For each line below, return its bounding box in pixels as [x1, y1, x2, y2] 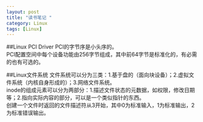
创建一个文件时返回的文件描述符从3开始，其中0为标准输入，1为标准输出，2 [6, 101, 195, 109]
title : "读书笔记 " [6, 15, 52, 21]
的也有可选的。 [6, 58, 44, 66]
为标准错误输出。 [6, 109, 49, 117]
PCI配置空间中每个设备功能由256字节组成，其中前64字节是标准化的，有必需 [6, 51, 198, 58]
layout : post [6, 8, 40, 15]
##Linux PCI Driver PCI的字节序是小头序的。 [6, 43, 118, 50]
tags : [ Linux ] [6, 25, 43, 32]
